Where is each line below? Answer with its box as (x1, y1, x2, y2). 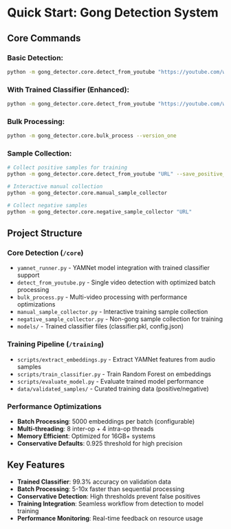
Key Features (7, 459, 65, 471)
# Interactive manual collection (7, 183, 103, 190)
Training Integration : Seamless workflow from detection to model (16, 499, 204, 508)
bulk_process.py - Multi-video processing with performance (16, 293, 188, 301)
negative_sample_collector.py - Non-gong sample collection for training (16, 315, 223, 323)
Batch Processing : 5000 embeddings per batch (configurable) (16, 417, 195, 425)
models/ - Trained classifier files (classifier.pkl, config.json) (16, 322, 184, 331)
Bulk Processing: (7, 116, 65, 126)
